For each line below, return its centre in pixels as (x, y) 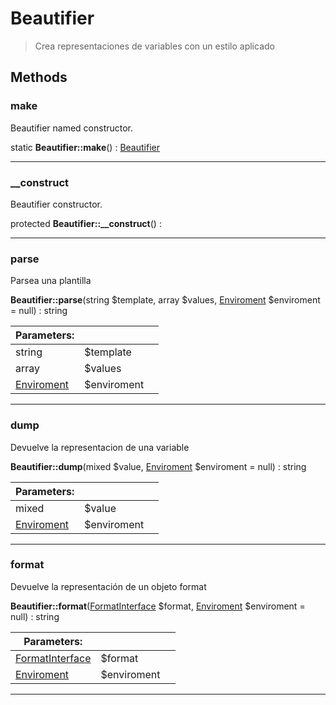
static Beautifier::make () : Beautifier (85, 147)
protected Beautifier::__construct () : (86, 223)
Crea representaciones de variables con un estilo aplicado (154, 46)
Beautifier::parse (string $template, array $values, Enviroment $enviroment (165, 300)
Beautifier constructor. (56, 204)
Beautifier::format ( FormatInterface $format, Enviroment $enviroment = (158, 606)
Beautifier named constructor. (72, 128)
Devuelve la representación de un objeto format (108, 586)
